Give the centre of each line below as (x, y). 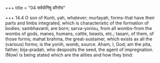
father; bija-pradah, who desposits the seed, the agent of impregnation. (79, 49)
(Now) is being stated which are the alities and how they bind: (69, 55)
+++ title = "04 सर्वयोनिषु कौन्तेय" (35, 8)
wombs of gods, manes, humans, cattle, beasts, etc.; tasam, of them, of (80, 33)
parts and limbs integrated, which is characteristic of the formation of (77, 23)
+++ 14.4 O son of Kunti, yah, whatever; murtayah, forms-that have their (80, 18)
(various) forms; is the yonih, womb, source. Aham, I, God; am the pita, (78, 44)
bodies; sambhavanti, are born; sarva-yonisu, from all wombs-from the (79, 28)
